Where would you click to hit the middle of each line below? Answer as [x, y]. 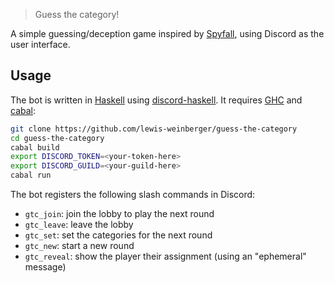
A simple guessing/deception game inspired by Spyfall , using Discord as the [167, 33]
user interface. [40, 44]
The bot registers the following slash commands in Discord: [133, 195]
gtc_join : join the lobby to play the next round [119, 214]
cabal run [31, 175]
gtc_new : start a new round [79, 246]
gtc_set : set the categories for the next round [118, 235]
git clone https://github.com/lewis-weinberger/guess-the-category [154, 129]
